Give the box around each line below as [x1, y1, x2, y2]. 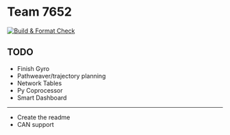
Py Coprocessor [16, 86, 63, 94]
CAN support [16, 120, 55, 128]
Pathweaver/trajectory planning [16, 72, 106, 80]
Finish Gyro [16, 64, 50, 72]
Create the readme [16, 113, 71, 121]
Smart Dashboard [16, 93, 67, 102]
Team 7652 [7, 4, 72, 20]
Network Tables [16, 79, 62, 87]
